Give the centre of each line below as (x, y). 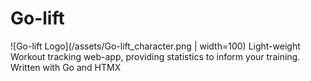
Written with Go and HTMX (66, 67)
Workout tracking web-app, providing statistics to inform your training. (155, 56)
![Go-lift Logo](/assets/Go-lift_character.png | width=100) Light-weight (155, 46)
